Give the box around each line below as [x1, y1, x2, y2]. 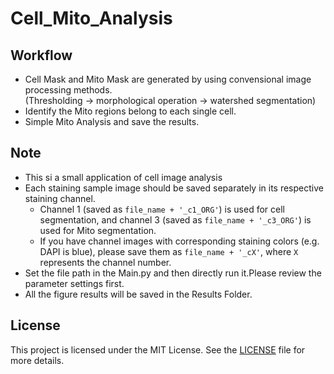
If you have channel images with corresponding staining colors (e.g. [39, 235, 320, 247]
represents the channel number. [39, 256, 172, 268]
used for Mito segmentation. [39, 224, 157, 236]
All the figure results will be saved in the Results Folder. [24, 288, 253, 300]
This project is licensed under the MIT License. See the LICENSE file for [10, 343, 306, 356]
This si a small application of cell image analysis [24, 171, 223, 183]
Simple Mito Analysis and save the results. [24, 116, 200, 127]
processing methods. [24, 84, 113, 96]
